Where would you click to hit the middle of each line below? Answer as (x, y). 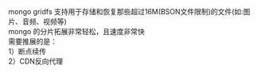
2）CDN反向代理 (36, 61)
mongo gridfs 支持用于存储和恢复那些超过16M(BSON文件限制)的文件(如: (126, 12)
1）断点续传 (27, 51)
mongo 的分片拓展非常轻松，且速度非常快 (76, 31)
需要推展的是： (33, 41)
